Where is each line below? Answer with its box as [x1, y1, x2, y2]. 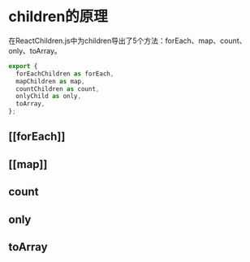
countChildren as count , [15, 84, 100, 93]
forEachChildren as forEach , [15, 70, 114, 78]
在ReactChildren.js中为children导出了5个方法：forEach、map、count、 [8, 36, 247, 45]
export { [8, 62, 38, 70]
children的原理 [8, 7, 108, 26]
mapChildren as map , [15, 77, 85, 85]
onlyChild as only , [15, 92, 82, 101]
